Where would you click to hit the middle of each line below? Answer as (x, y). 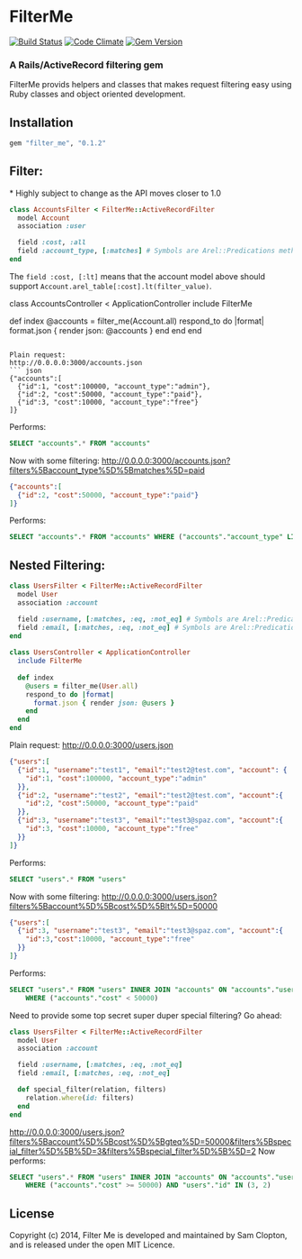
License (32, 1213)
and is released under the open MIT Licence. (92, 1245)
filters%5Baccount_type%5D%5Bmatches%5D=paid (107, 470)
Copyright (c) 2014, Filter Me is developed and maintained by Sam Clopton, (148, 1236)
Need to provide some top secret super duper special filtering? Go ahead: (146, 1015)
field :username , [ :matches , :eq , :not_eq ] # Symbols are (129, 619)
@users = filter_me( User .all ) (82, 686)
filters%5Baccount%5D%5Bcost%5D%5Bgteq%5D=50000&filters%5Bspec (151, 1141)
